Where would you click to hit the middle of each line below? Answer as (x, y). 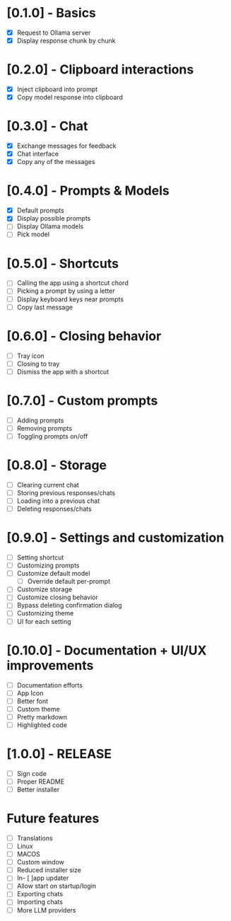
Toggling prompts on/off (52, 436)
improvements (50, 665)
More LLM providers (46, 910)
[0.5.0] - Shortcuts (63, 263)
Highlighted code (42, 725)
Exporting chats (40, 894)
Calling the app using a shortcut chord (72, 283)
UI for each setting (44, 621)
